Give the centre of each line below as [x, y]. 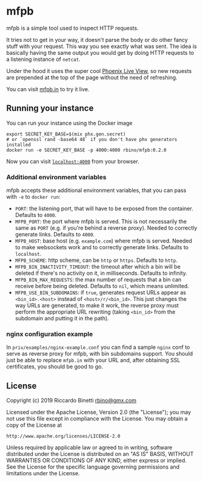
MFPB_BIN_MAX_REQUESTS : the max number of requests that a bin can [98, 280]
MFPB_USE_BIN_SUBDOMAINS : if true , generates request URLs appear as [101, 292]
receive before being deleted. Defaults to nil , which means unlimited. [102, 286]
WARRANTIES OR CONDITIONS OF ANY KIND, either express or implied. [96, 461]
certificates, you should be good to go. [55, 367]
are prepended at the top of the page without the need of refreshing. [92, 77]
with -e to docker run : [33, 197]
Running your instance [50, 108]
